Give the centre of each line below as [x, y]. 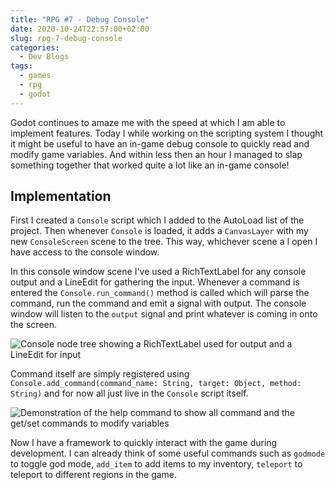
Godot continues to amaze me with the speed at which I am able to [148, 122]
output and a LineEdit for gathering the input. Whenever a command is [155, 282]
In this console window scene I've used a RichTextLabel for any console [158, 272]
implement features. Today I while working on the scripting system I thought [167, 133]
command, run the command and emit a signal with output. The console [158, 303]
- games [35, 76]
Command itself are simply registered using [100, 374]
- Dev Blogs [44, 57]
